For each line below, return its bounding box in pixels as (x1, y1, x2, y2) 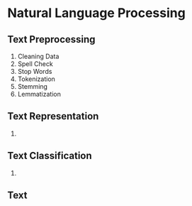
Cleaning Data (17, 52, 60, 60)
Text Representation (7, 110, 99, 122)
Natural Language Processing (7, 5, 186, 21)
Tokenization (17, 75, 55, 83)
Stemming (17, 82, 48, 90)
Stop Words (17, 67, 52, 75)
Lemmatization (17, 90, 62, 98)
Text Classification (7, 150, 92, 162)
